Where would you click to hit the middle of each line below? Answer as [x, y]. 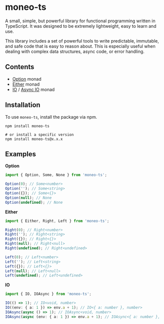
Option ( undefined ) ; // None [34, 202]
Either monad [26, 84]
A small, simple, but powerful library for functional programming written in [80, 21]
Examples [20, 154]
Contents [20, 67]
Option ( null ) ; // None [28, 198]
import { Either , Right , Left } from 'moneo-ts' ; [57, 221]
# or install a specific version [40, 135]
